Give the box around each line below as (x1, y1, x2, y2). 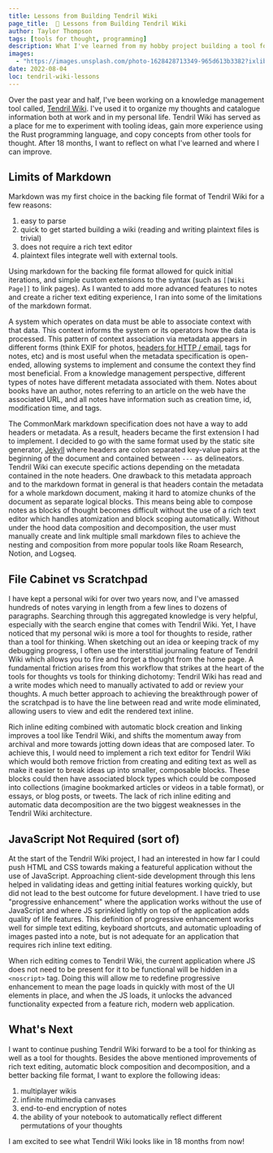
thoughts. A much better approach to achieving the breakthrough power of (8, 689, 258, 699)
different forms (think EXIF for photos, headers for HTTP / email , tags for (8, 343, 252, 352)
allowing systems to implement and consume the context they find (33, 360, 256, 370)
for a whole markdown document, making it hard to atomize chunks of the (8, 488, 256, 498)
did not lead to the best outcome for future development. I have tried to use (8, 889, 261, 898)
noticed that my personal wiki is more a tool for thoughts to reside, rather (8, 628, 253, 639)
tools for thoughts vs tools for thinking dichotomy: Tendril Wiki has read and (8, 672, 262, 682)
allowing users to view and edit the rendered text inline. (8, 706, 193, 716)
